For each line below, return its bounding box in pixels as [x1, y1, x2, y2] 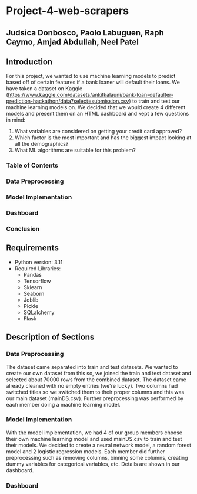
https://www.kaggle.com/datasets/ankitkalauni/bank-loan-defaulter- [8, 91, 173, 99]
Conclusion [6, 225, 40, 233]
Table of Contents [6, 161, 59, 169]
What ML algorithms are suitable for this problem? [14, 146, 136, 154]
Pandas [23, 271, 42, 278]
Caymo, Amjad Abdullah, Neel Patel [6, 37, 139, 47]
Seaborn [23, 290, 45, 297]
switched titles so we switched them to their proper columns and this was [6, 388, 185, 395]
